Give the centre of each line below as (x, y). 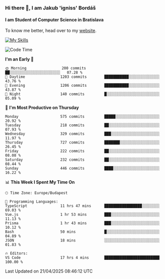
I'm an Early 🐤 (19, 59)
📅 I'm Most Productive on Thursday (42, 107)
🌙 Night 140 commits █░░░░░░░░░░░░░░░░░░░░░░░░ (82, 94)
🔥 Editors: (16, 253)
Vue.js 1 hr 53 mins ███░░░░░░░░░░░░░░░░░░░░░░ (82, 215)
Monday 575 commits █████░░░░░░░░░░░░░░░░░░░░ (82, 117)
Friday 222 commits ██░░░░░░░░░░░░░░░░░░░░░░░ (82, 151)
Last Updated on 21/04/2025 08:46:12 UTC (49, 271)
